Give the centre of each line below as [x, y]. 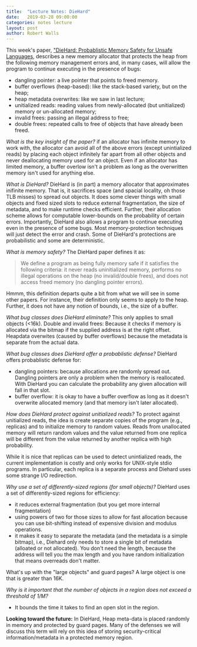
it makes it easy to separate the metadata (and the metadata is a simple [101, 536]
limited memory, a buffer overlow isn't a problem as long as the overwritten [97, 167]
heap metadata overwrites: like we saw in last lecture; [80, 99]
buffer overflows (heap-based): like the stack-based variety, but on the [101, 86]
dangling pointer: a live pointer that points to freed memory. [87, 81]
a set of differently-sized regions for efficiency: [63, 493]
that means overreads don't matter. [57, 561]
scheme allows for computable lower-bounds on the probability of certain [95, 216]
